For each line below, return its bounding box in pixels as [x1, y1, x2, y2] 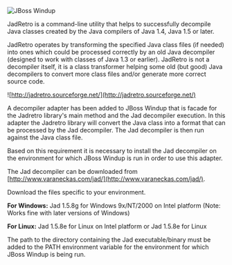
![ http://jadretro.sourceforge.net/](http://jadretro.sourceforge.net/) [7, 90, 196, 99]
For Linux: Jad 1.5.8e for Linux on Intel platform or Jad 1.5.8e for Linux [7, 222, 207, 230]
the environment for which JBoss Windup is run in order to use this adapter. [7, 154, 223, 162]
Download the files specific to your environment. [7, 188, 146, 196]
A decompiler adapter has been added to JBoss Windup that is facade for [7, 104, 217, 112]
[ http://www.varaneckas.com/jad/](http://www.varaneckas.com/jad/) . [7, 175, 206, 183]
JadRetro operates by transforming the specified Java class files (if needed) [7, 41, 225, 48]
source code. [7, 77, 45, 86]
